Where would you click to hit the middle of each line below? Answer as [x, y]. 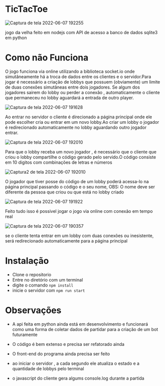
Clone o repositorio [32, 274]
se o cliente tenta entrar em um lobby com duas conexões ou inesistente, [80, 236]
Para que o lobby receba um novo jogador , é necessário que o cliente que [81, 151]
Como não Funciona [47, 58]
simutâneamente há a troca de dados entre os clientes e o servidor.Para [78, 76]
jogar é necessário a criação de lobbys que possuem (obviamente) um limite [83, 82]
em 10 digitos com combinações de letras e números [59, 162]
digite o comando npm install [43, 285]
